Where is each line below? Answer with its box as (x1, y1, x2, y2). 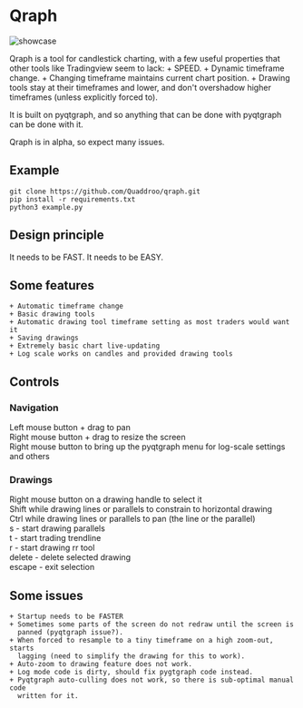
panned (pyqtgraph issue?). (17, 628, 124, 637)
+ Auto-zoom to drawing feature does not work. (9, 660, 193, 669)
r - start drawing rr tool (9, 542, 95, 554)
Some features (9, 278, 95, 293)
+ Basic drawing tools (9, 310, 95, 319)
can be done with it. (9, 119, 83, 130)
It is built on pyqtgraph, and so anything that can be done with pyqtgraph (9, 109, 282, 120)
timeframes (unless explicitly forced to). (9, 92, 159, 103)
